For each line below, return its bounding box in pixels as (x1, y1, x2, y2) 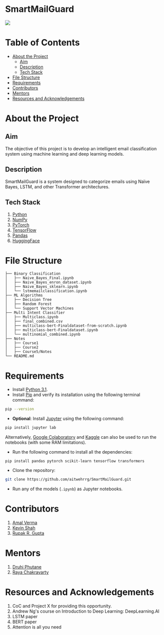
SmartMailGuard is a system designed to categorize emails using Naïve (5, 178, 150, 184)
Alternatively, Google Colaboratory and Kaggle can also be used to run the (5, 434, 157, 440)
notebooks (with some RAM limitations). (5, 440, 86, 446)
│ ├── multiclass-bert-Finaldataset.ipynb (5, 328, 98, 333)
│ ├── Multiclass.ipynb (5, 315, 58, 320)
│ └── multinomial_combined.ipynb (5, 332, 81, 337)
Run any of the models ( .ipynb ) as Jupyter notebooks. (12, 486, 123, 492)
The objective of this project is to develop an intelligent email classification (5, 145, 157, 152)
